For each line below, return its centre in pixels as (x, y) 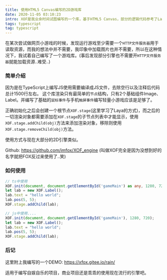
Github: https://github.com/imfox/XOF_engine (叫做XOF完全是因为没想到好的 (83, 150)
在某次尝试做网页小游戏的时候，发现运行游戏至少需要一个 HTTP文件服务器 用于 (82, 43)
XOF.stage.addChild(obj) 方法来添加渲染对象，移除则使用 (63, 123)
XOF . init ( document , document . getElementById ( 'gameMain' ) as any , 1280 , (81, 186)
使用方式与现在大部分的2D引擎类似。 (43, 140)
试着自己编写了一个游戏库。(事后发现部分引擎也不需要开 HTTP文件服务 (92, 56)
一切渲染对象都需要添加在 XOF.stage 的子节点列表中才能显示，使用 (72, 117)
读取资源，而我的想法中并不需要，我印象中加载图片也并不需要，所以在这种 (81, 49)
